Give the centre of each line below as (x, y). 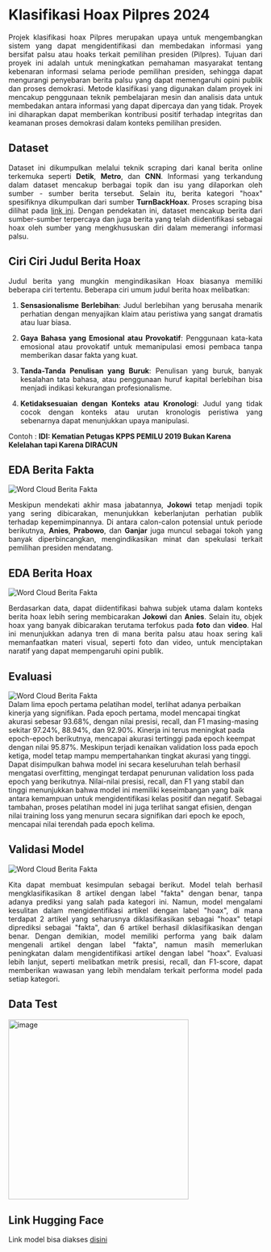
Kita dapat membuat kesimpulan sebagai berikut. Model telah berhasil (135, 884)
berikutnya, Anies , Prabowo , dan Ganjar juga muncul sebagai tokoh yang (135, 530)
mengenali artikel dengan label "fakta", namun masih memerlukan (135, 944)
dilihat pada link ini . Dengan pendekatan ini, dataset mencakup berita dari (135, 210)
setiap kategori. (34, 979)
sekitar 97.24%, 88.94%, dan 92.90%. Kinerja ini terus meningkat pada (127, 730)
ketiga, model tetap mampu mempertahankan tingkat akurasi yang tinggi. (130, 756)
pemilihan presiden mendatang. (61, 548)
